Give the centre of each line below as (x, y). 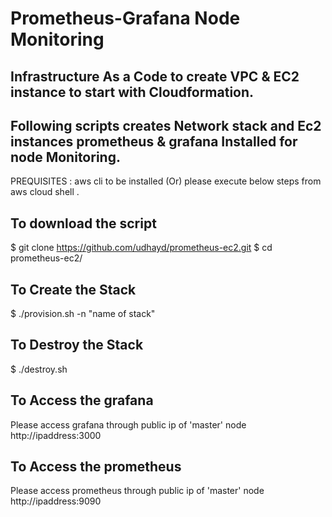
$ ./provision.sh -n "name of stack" (83, 314)
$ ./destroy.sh (39, 369)
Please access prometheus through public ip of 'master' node (137, 491)
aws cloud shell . (45, 192)
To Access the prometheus (96, 467)
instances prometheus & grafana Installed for (154, 141)
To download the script (83, 223)
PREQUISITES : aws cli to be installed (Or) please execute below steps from (166, 181)
